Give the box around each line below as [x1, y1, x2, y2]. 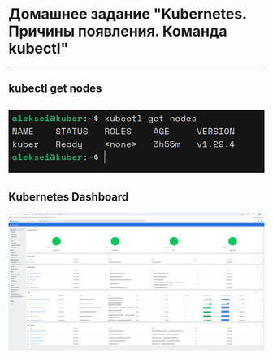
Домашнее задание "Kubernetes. [8, 5, 247, 24]
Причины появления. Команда [8, 22, 227, 41]
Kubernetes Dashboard [8, 190, 129, 204]
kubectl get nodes [8, 82, 102, 96]
